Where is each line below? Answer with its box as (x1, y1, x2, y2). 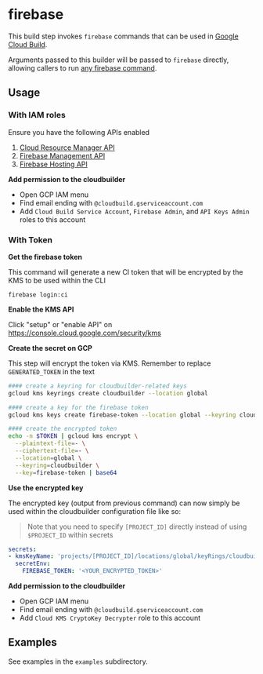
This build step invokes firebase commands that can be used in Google (8, 31, 239, 41)
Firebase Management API (19, 151, 106, 160)
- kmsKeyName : (8, 552, 55, 560)
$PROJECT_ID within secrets (27, 530, 113, 539)
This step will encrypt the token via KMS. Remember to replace (8, 359, 211, 368)
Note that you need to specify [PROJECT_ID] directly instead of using (27, 522, 247, 531)
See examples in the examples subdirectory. (8, 657, 149, 666)
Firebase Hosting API (19, 159, 88, 169)
